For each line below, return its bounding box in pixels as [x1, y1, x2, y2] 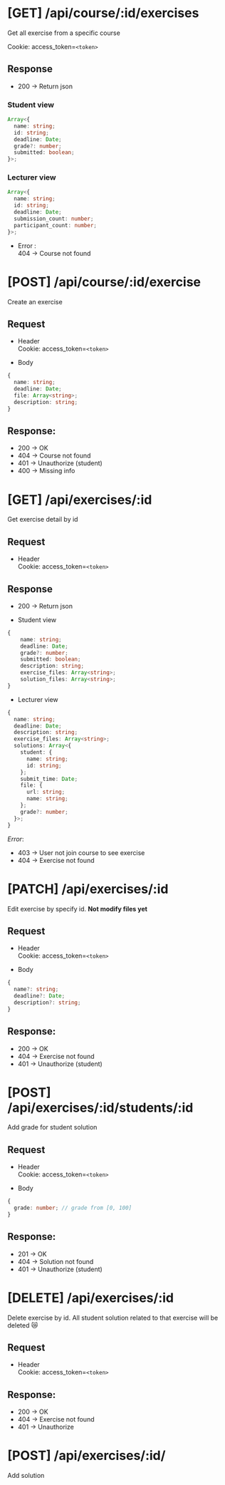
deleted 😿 [7, 1320, 38, 1330]
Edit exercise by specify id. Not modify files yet [7, 904, 148, 913]
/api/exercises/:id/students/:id [7, 1099, 194, 1116]
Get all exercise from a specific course [7, 29, 121, 37]
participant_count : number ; [14, 222, 98, 229]
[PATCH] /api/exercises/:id [7, 881, 169, 897]
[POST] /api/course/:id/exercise [7, 274, 202, 290]
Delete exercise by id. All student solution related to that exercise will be [7, 1313, 219, 1322]
